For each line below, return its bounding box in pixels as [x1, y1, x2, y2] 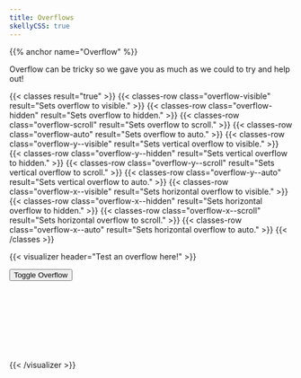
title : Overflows [9, 13, 75, 22]
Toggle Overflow [13, 270, 68, 279]
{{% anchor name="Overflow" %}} [9, 46, 138, 57]
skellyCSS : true [9, 22, 70, 31]
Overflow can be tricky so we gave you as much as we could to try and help [9, 64, 290, 75]
